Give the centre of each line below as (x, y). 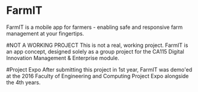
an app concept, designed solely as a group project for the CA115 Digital (95, 51)
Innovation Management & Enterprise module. (63, 58)
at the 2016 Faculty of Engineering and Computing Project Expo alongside (97, 76)
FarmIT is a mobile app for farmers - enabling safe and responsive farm (94, 27)
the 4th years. (23, 82)
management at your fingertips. (45, 33)
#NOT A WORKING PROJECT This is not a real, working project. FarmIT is (97, 45)
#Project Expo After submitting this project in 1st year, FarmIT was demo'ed (99, 69)
